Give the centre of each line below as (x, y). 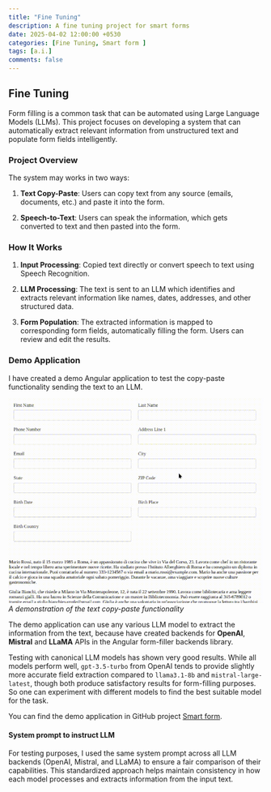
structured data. (47, 306)
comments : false (36, 60)
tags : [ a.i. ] (30, 51)
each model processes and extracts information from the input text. (121, 779)
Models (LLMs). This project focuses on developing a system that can (125, 122)
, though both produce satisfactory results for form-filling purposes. (143, 683)
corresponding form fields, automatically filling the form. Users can (132, 331)
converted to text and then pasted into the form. (100, 226)
